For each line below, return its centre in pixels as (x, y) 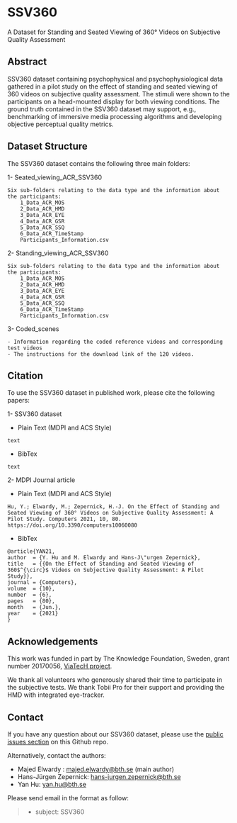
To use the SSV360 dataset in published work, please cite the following (111, 393)
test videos (25, 348)
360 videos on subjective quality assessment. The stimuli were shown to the (118, 94)
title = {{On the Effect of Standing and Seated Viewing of (101, 564)
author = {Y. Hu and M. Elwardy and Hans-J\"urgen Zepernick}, (104, 558)
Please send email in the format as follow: (68, 798)
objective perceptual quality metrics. (61, 124)
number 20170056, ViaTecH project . (60, 666)
